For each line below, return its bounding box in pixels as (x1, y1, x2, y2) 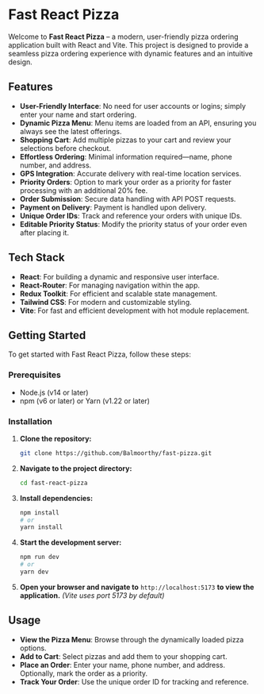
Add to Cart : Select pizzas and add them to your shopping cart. (19, 651, 228, 661)
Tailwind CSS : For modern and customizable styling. (19, 297, 192, 307)
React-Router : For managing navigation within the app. (19, 280, 201, 290)
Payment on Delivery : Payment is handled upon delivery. (19, 202, 207, 212)
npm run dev (19, 553, 59, 561)
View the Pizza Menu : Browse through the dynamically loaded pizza (19, 634, 244, 644)
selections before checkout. (19, 143, 111, 152)
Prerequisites (8, 369, 61, 380)
